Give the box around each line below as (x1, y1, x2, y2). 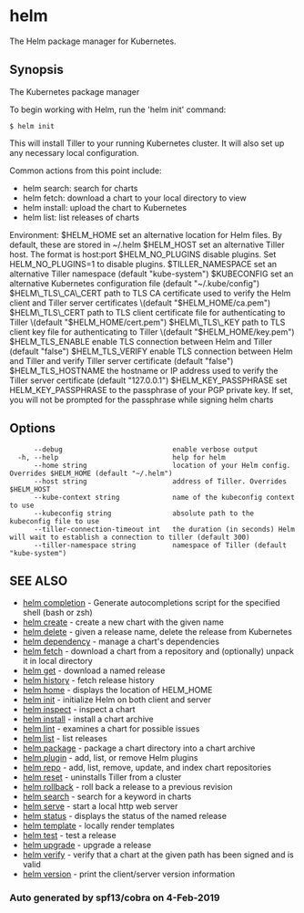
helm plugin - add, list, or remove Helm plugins (22, 752, 198, 763)
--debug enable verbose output (33, 444, 258, 454)
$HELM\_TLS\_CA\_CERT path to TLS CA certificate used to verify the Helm (9, 287, 291, 298)
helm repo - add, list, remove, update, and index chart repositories (22, 763, 271, 773)
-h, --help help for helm (17, 452, 226, 462)
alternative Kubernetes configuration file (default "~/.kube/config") (9, 277, 260, 288)
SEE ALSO (9, 573, 68, 588)
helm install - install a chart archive (22, 713, 155, 725)
